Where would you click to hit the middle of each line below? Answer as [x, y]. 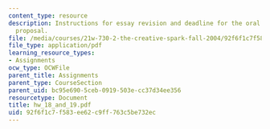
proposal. [32, 30]
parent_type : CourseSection [55, 83]
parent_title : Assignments [53, 75]
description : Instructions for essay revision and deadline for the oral [135, 23]
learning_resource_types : [51, 53]
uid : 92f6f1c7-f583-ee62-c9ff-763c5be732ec [82, 113]
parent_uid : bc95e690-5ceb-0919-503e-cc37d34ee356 [95, 90]
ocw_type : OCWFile [39, 68]
